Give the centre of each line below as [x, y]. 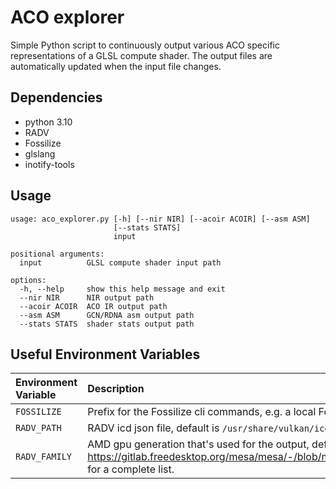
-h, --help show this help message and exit [122, 289]
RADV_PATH [38, 428]
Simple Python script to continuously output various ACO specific [145, 45]
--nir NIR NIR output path [87, 297]
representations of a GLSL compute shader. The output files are [141, 55]
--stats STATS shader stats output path [107, 324]
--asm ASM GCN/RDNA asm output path [107, 315]
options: [28, 280]
